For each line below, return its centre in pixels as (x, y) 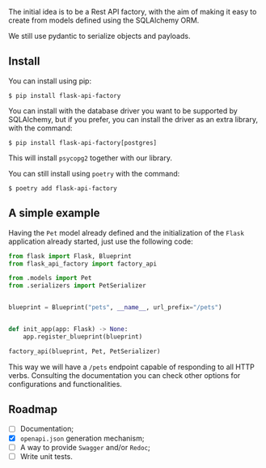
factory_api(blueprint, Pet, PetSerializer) (84, 351)
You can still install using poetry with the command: (94, 173)
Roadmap (33, 409)
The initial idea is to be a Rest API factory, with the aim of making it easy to (133, 12)
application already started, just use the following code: (101, 241)
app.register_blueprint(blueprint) (83, 336)
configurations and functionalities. (65, 384)
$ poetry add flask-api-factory (63, 188)
